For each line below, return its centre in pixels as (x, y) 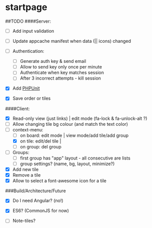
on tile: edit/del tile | (41, 141)
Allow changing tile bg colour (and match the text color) (70, 124)
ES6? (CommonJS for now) (41, 211)
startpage (26, 7)
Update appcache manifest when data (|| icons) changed (72, 41)
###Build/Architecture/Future (36, 191)
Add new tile (25, 170)
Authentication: (28, 51)
